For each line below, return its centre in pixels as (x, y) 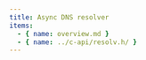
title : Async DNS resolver (59, 17)
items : (21, 26)
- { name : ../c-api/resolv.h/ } (77, 42)
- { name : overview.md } (63, 34)
